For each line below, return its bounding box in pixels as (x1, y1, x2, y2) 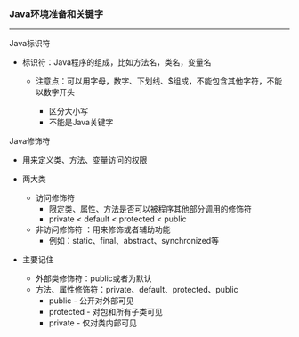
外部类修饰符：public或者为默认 (35, 273, 152, 284)
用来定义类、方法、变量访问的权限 (21, 155, 148, 165)
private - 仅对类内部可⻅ (48, 317, 138, 328)
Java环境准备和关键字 (9, 7, 104, 20)
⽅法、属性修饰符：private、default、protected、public (35, 285, 238, 295)
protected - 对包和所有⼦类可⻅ (48, 307, 163, 317)
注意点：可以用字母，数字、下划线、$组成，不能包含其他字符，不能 (35, 76, 283, 86)
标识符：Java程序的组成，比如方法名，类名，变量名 (21, 57, 212, 68)
